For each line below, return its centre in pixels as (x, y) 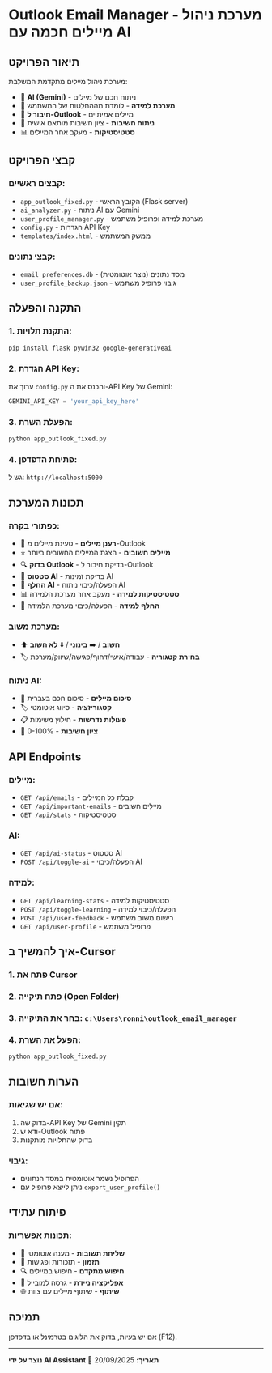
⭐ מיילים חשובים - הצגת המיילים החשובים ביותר (96, 552)
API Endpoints (45, 757)
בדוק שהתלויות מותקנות (56, 1140)
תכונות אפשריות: (40, 1235)
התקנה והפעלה (45, 308)
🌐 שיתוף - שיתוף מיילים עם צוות (70, 1291)
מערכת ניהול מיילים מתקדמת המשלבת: (68, 81)
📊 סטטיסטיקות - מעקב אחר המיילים (77, 132)
